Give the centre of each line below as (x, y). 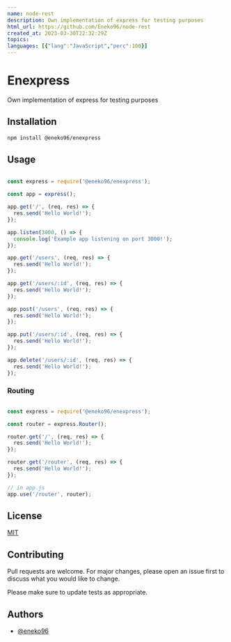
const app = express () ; (42, 194)
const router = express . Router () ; (57, 424)
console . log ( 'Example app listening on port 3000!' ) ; (93, 239)
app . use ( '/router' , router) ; (49, 494)
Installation (32, 122)
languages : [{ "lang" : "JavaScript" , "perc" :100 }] (78, 46)
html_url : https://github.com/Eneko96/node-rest (79, 26)
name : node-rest (31, 14)
